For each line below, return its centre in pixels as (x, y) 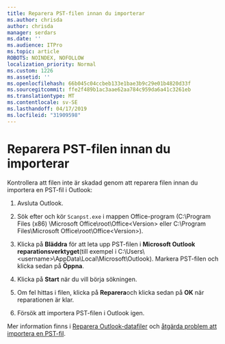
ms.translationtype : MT (41, 96)
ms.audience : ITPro (35, 45)
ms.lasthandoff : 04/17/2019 (47, 109)
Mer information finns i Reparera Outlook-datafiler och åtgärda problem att (112, 326)
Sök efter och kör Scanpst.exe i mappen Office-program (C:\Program (114, 216)
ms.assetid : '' (29, 77)
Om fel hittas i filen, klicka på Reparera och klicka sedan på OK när (110, 292)
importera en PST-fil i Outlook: (50, 189)
